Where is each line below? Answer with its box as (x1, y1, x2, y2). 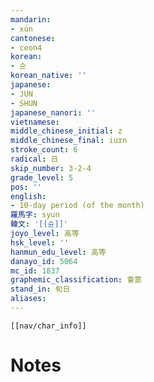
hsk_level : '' (10, 237, 70, 248)
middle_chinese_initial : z (10, 126, 123, 136)
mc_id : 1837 (10, 266, 60, 276)
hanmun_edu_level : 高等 (10, 247, 107, 257)
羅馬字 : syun (10, 210, 60, 220)
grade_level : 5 (10, 172, 74, 183)
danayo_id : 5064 (10, 256, 78, 266)
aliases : (10, 294, 47, 304)
